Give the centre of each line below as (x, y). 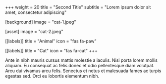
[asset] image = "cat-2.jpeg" (34, 31)
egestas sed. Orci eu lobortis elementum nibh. (52, 76)
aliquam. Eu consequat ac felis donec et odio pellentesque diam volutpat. (80, 65)
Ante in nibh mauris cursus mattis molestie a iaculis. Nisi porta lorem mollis (81, 60)
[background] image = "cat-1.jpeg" (41, 22)
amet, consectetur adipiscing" (36, 12)
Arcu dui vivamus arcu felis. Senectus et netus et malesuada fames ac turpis (83, 71)
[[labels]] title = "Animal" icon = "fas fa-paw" (51, 41)
